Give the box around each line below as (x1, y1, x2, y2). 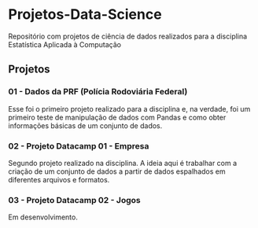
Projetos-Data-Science (8, 6, 163, 24)
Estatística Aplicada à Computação (8, 39, 122, 49)
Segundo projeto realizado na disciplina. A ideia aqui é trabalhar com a (8, 158, 238, 167)
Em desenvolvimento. (8, 212, 79, 222)
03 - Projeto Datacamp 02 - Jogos (8, 194, 141, 205)
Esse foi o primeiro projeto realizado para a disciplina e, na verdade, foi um (8, 104, 251, 113)
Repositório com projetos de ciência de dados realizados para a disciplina (8, 31, 248, 41)
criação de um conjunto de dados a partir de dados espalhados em (8, 167, 226, 176)
